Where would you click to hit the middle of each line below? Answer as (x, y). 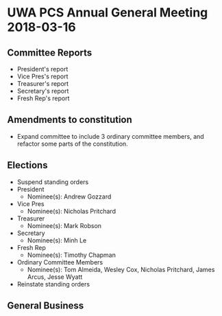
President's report (42, 69)
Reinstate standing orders (53, 284)
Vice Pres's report (42, 76)
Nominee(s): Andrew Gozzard (69, 196)
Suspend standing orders (53, 182)
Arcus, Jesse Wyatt (55, 277)
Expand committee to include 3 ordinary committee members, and (110, 136)
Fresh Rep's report (43, 98)
